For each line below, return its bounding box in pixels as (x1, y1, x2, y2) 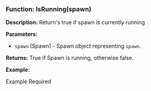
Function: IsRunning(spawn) (5, 5, 92, 13)
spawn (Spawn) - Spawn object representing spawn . (14, 42, 141, 50)
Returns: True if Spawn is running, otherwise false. (5, 54, 134, 62)
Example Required (5, 78, 52, 86)
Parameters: (5, 31, 38, 38)
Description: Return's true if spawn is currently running (5, 19, 146, 26)
